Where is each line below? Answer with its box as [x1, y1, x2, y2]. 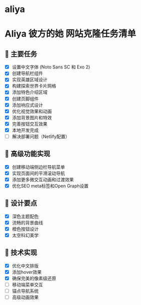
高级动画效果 [12, 294, 39, 300]
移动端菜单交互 [12, 282, 43, 288]
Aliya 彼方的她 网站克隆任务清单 [5, 28, 136, 40]
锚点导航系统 [12, 288, 39, 294]
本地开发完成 [12, 127, 39, 133]
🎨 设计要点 [5, 199, 37, 207]
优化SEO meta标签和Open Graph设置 [12, 183, 89, 189]
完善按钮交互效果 [12, 121, 48, 127]
